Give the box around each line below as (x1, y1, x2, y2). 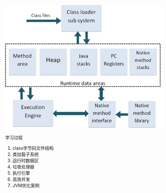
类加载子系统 (12, 152, 39, 157)
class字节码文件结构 (12, 145, 54, 151)
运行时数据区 (12, 158, 39, 164)
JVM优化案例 (12, 183, 40, 189)
